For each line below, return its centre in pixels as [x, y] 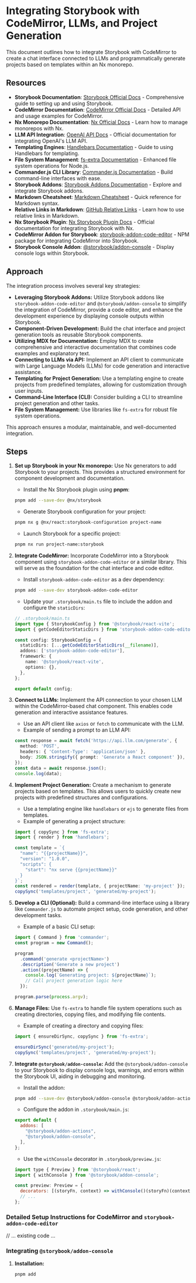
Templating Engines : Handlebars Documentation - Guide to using [94, 147]
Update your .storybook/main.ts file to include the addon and [98, 601]
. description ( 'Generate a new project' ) [70, 964]
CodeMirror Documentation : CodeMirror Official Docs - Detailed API [98, 109]
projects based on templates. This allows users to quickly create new [98, 791]
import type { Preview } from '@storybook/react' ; [78, 1170]
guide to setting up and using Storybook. [64, 103]
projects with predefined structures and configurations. [81, 797]
